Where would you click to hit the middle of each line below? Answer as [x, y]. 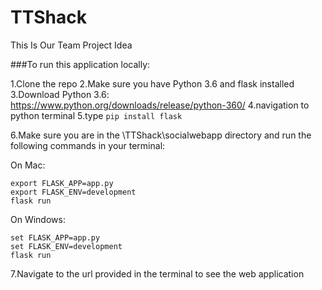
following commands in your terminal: [88, 145]
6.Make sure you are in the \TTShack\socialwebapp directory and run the [161, 135]
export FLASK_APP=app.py [62, 183]
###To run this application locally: [80, 64]
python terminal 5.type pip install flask [96, 115]
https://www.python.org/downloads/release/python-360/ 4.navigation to [160, 105]
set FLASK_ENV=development [66, 246]
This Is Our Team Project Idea [71, 45]
